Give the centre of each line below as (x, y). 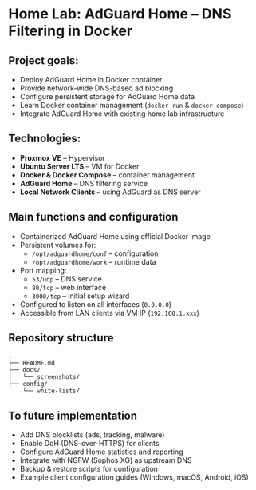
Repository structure (61, 338)
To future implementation (73, 415)
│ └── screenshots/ (44, 377)
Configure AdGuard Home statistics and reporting (101, 452)
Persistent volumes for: (58, 245)
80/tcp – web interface (69, 287)
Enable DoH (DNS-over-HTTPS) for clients (89, 444)
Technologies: (45, 139)
